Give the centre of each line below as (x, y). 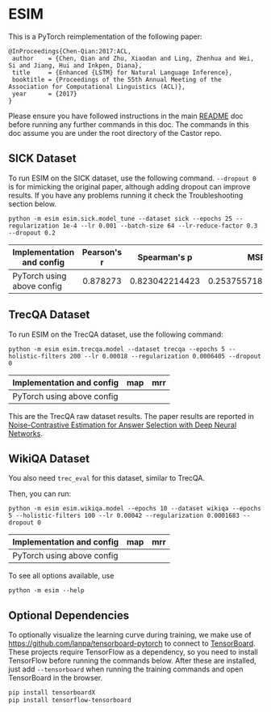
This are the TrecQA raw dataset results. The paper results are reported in (131, 416)
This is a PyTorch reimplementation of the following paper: (106, 36)
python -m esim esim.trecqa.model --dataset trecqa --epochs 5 (117, 349)
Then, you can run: (40, 494)
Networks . (25, 433)
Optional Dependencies (69, 615)
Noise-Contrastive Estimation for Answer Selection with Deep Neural (123, 425)
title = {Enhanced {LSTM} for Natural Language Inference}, (122, 72)
